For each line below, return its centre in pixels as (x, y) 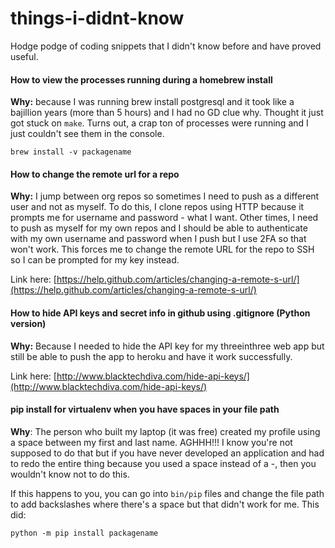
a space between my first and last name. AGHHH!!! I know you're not (151, 442)
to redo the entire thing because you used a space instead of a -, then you (163, 463)
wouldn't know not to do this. (70, 474)
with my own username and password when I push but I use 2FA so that (158, 239)
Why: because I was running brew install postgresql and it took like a (152, 102)
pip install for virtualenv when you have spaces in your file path (145, 409)
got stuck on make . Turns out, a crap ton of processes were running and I (159, 123)
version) (28, 323)
